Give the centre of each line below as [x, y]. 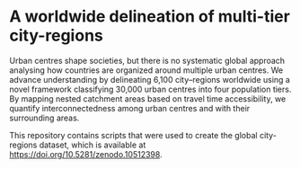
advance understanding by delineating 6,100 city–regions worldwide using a [150, 79]
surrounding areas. [44, 118]
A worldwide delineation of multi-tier [150, 17]
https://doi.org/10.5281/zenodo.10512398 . [86, 154]
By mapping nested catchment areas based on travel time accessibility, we [148, 98]
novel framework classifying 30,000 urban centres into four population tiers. [150, 89]
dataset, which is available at [93, 145]
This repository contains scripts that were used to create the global [133, 135]
